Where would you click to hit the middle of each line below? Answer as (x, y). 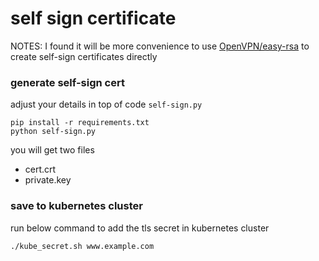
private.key (48, 180)
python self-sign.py (53, 132)
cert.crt (40, 169)
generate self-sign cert (67, 82)
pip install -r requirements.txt (80, 123)
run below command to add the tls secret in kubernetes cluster (140, 228)
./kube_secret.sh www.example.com (82, 246)
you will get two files (52, 150)
